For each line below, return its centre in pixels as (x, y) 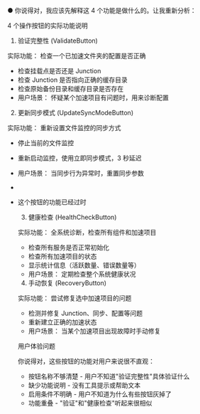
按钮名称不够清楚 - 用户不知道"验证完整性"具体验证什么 (109, 376)
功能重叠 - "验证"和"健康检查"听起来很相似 (90, 403)
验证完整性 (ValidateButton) (57, 41)
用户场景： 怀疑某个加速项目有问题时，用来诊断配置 (93, 97)
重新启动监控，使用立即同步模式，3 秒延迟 (79, 158)
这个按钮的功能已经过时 (52, 202)
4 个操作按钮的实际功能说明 (48, 26)
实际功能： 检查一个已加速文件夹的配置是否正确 (77, 56)
